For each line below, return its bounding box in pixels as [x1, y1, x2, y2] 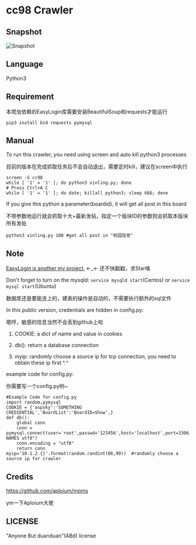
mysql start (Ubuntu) [6, 283, 57, 290]
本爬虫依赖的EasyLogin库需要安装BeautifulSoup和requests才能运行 [6, 108, 168, 115]
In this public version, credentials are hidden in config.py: [6, 307, 144, 314]
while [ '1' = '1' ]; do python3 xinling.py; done [6, 180, 132, 186]
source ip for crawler [6, 456, 61, 462]
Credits [6, 472, 34, 482]
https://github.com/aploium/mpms [6, 487, 89, 495]
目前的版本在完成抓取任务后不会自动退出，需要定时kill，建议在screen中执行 [6, 163, 188, 170]
